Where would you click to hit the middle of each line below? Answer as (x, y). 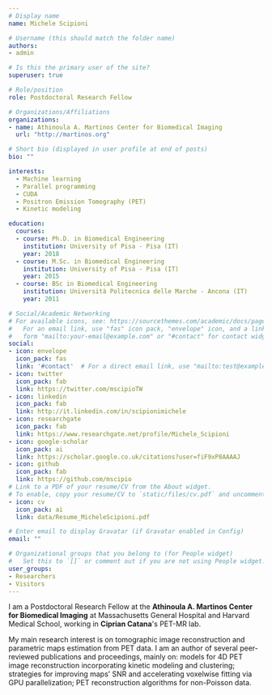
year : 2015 (41, 276)
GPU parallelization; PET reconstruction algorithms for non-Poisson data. (130, 683)
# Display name (34, 16)
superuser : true (36, 75)
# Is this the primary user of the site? (79, 68)
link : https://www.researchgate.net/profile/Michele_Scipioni (123, 434)
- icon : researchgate (45, 419)
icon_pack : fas (41, 359)
